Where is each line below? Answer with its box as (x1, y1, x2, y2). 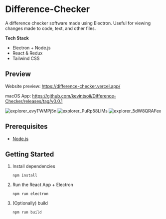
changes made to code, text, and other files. (5, 25, 96, 31)
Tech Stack (5, 35, 29, 41)
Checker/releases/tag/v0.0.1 (5, 98, 63, 104)
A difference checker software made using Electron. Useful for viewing (5, 20, 151, 26)
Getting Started (5, 150, 54, 158)
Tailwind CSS (12, 55, 40, 61)
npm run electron (12, 191, 49, 196)
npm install (12, 173, 37, 178)
